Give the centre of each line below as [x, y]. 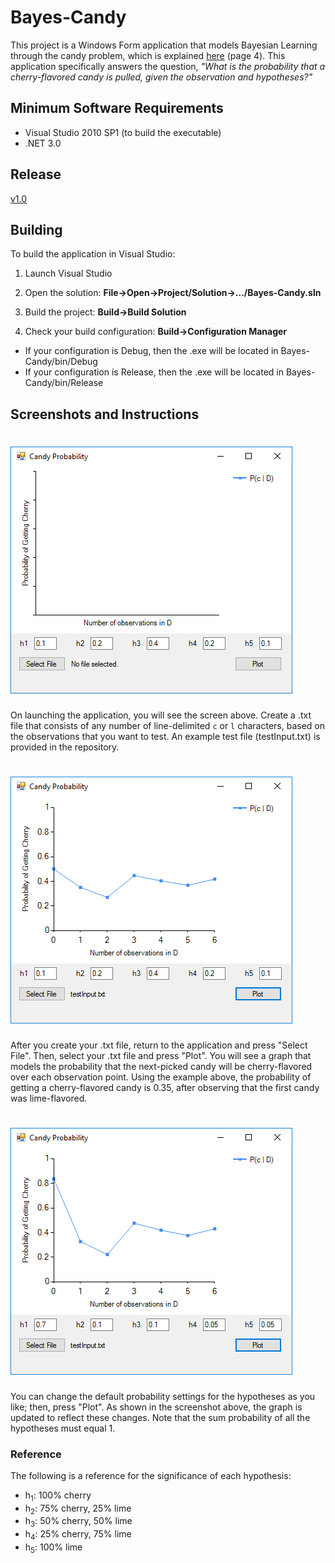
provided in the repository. [65, 747]
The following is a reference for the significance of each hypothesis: [151, 1475]
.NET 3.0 [43, 143]
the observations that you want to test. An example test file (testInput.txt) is [165, 736]
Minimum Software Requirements [117, 108]
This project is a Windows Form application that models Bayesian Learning [164, 45]
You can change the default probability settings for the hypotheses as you [163, 1396]
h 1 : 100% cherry [58, 1496]
